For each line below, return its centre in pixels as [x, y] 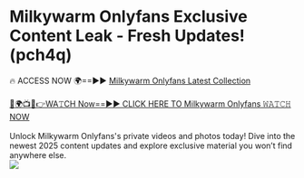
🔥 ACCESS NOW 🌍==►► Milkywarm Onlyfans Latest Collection [130, 80]
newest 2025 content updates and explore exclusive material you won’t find [151, 145]
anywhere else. [38, 155]
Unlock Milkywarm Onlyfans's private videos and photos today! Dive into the [152, 136]
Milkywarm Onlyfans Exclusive [128, 17]
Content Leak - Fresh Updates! [127, 36]
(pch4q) [41, 55]
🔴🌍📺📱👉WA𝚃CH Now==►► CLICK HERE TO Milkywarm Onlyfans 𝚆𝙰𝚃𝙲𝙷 [151, 103]
